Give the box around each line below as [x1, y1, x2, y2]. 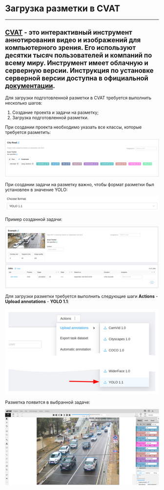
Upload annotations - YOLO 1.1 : [5, 298, 69, 304]
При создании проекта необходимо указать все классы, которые [5, 124, 142, 130]
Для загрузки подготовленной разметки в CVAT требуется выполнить [5, 95, 152, 101]
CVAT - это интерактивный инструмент [5, 28, 133, 37]
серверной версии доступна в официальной [5, 74, 149, 83]
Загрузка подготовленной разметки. [12, 114, 89, 120]
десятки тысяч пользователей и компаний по [5, 51, 152, 60]
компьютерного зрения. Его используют [5, 43, 136, 52]
